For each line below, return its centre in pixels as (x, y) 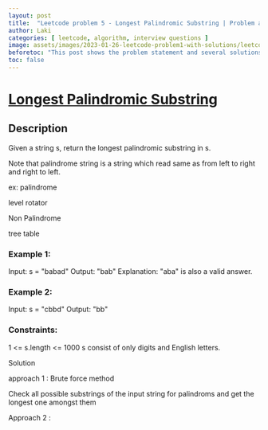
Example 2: (30, 292)
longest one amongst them (53, 402)
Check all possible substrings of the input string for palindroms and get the (131, 393)
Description (38, 129)
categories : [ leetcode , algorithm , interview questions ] (108, 38)
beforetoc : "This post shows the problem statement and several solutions (135, 53)
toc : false (26, 61)
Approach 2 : (30, 417)
